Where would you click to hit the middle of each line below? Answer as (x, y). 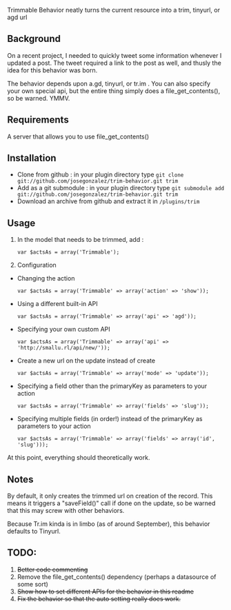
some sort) (32, 584)
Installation (32, 158)
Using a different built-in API (57, 304)
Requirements (38, 120)
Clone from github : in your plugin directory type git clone (100, 174)
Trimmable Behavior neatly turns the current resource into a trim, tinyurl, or (114, 10)
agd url (17, 17)
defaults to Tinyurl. (34, 531)
